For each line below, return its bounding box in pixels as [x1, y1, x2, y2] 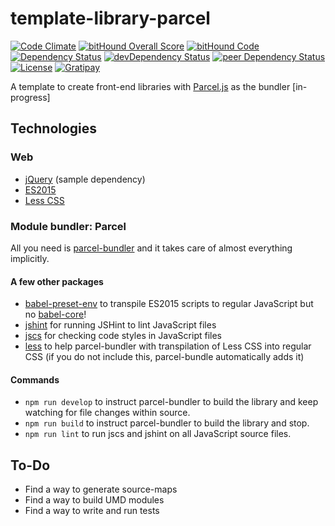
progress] [10, 91, 51, 103]
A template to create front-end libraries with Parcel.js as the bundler [10, 80, 291, 92]
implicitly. [10, 252, 50, 264]
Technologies [10, 120, 98, 137]
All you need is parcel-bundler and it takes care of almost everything [10, 242, 293, 254]
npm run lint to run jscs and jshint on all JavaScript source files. [24, 428, 292, 440]
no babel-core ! [24, 308, 87, 321]
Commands [10, 373, 60, 386]
